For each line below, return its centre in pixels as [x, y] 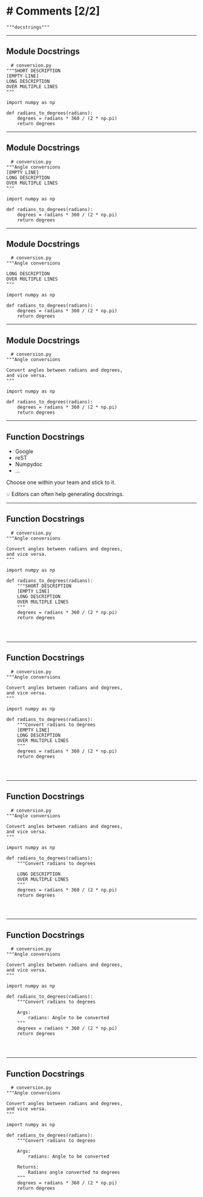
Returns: [28, 1167]
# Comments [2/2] [53, 11]
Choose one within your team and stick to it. [61, 482]
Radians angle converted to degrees [74, 1173]
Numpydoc [29, 464]
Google [24, 451]
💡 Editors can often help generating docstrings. [65, 494]
